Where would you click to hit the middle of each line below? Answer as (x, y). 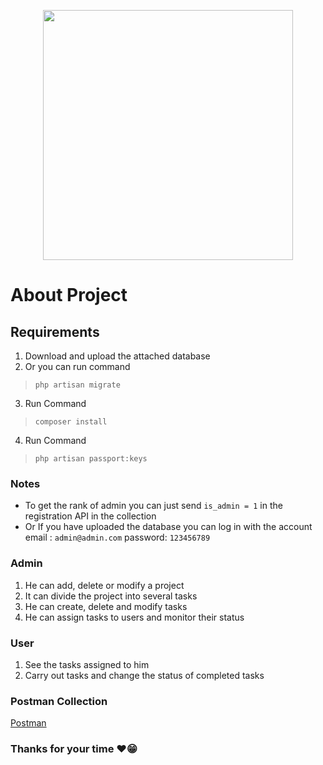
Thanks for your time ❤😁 (74, 749)
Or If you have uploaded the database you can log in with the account (168, 527)
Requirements (55, 331)
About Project (69, 295)
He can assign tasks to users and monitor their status (134, 617)
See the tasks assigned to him (87, 664)
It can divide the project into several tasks (111, 596)
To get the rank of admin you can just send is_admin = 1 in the (153, 506)
